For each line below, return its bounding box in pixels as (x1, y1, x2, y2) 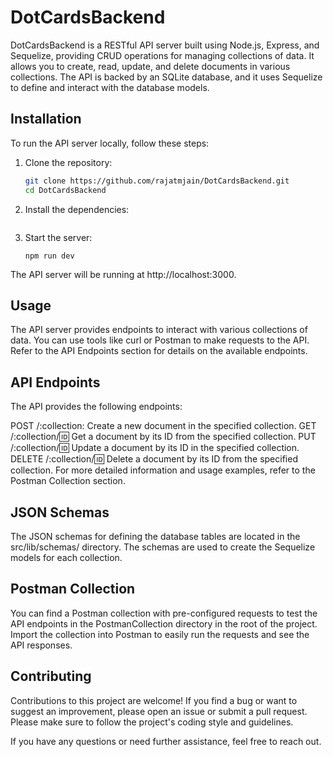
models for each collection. (10, 551, 123, 563)
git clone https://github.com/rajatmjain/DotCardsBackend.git (24, 176, 290, 186)
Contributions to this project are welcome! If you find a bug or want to (10, 694, 298, 706)
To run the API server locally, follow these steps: (10, 137, 210, 149)
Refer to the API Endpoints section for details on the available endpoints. (10, 345, 308, 357)
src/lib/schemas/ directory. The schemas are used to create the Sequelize (10, 541, 316, 553)
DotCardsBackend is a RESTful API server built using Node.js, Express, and (10, 39, 320, 51)
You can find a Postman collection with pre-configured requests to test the (10, 607, 318, 619)
